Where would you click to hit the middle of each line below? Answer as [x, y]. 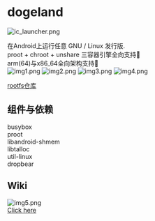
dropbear [21, 164]
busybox [20, 127]
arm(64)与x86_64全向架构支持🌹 [53, 63]
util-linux [20, 156]
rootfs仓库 [22, 85]
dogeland [36, 12]
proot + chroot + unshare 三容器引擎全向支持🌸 [74, 54]
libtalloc [19, 149]
